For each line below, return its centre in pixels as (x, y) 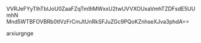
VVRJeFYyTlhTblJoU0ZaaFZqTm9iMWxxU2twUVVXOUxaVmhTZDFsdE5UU (101, 9)
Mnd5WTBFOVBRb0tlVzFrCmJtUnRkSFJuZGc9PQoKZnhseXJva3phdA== (98, 21)
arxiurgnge (20, 33)
